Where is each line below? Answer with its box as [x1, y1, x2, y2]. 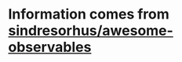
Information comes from [8, 5, 170, 23]
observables [8, 39, 92, 56]
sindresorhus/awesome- [8, 22, 174, 40]
